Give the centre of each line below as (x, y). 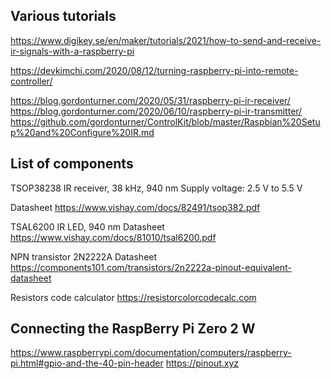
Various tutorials (63, 16)
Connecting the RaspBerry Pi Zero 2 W (133, 329)
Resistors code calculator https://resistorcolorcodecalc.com (133, 297)
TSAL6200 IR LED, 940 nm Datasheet (87, 226)
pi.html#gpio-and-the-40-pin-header (87, 363)
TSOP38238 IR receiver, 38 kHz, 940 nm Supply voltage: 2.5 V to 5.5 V (156, 188)
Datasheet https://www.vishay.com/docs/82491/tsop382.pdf (135, 207)
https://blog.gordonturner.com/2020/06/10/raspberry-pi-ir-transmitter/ (156, 111)
